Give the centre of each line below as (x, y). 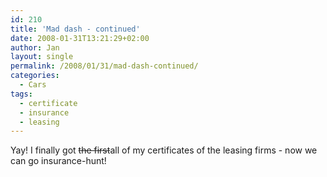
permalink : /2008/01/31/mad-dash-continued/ (104, 66)
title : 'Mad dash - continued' (75, 29)
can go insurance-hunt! (58, 161)
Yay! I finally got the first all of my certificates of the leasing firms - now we (164, 150)
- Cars (33, 85)
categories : (35, 76)
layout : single (42, 57)
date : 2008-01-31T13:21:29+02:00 (80, 38)
